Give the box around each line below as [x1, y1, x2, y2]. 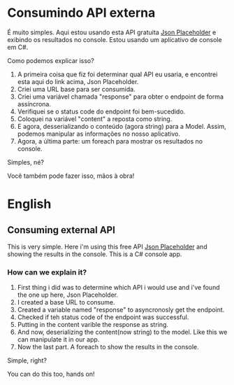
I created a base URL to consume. [17, 298, 115, 307]
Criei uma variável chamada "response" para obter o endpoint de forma [17, 92, 224, 101]
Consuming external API [7, 224, 115, 236]
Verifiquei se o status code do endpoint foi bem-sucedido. [17, 107, 186, 115]
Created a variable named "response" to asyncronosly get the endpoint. [17, 306, 225, 314]
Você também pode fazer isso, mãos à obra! [7, 171, 135, 180]
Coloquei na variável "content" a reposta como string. [17, 114, 173, 123]
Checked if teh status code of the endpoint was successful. [17, 313, 189, 321]
